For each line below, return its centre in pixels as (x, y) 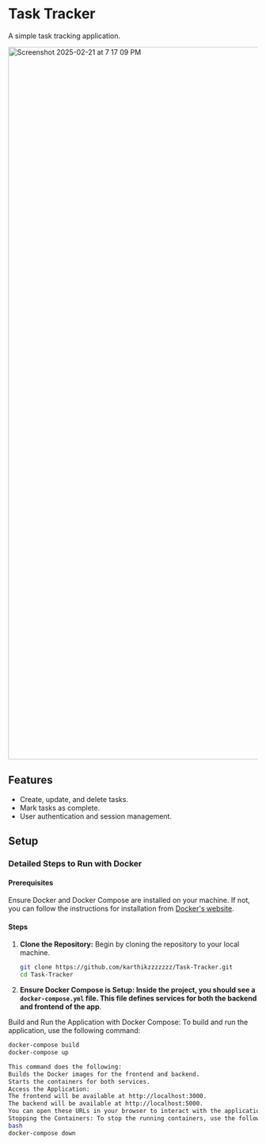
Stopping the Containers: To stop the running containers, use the (122, 1119)
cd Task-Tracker (46, 975)
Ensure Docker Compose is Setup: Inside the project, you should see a (137, 990)
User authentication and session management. (96, 816)
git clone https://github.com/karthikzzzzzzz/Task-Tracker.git (126, 967)
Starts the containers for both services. (79, 1081)
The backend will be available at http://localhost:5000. (106, 1104)
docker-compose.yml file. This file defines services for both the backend (138, 998)
